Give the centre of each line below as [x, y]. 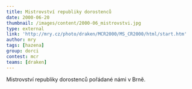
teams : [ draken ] [26, 62]
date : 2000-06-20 [28, 17]
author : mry [21, 40]
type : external [25, 29]
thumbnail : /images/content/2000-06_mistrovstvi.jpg [74, 23]
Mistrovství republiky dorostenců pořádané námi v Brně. [76, 79]
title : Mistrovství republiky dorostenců [59, 12]
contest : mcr [23, 57]
